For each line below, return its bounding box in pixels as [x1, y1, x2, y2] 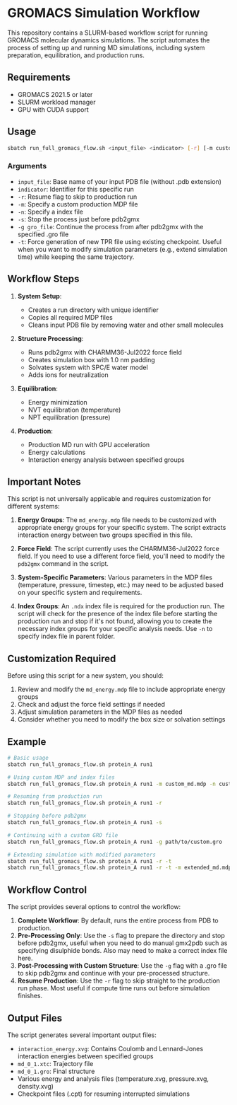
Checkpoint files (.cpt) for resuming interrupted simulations [17, 1089, 190, 1098]
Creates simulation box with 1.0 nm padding [28, 355, 155, 364]
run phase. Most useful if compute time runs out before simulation [17, 984, 210, 993]
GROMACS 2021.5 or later [17, 90, 93, 98]
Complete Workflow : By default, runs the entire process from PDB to [17, 916, 219, 925]
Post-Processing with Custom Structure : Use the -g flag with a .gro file [17, 961, 228, 970]
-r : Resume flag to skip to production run [17, 192, 138, 201]
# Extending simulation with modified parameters [7, 851, 157, 858]
